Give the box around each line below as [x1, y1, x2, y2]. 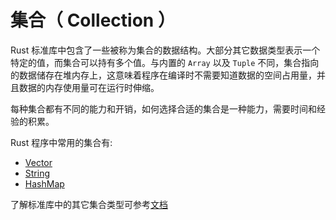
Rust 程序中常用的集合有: [10, 136, 113, 148]
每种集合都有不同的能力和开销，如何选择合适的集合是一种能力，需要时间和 [10, 102, 317, 115]
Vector [24, 156, 53, 168]
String [24, 167, 51, 179]
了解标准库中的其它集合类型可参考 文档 [10, 198, 168, 210]
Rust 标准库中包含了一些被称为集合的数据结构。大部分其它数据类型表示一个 [10, 44, 321, 56]
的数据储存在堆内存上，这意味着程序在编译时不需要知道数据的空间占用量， [10, 69, 317, 81]
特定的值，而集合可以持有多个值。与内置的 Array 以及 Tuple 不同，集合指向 [10, 56, 320, 68]
